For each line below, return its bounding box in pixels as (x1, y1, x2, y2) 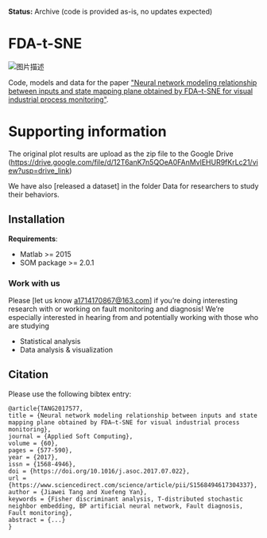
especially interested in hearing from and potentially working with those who (8, 312, 259, 322)
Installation (8, 212, 65, 226)
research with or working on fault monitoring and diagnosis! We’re (8, 304, 225, 314)
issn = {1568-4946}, (8, 460, 77, 468)
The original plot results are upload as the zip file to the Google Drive (8, 149, 234, 158)
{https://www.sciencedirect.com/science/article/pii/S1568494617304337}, (8, 481, 258, 489)
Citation (8, 368, 49, 381)
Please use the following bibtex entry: (8, 389, 132, 399)
